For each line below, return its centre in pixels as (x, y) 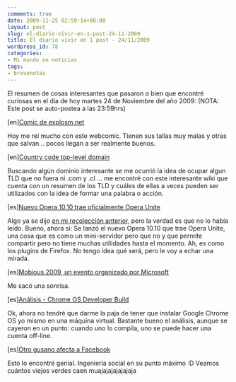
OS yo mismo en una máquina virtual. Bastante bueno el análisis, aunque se (117, 320)
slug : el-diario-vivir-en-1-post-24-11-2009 (74, 34)
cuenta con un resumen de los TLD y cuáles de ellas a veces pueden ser (113, 185)
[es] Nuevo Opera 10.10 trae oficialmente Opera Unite (84, 207)
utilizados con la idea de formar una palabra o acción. (85, 193)
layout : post (26, 27)
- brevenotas (26, 73)
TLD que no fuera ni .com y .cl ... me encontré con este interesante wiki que (118, 178)
